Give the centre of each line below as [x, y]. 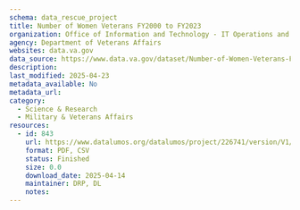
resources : [29, 126]
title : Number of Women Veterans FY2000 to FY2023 [105, 26]
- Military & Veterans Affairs [75, 117]
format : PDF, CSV [58, 150]
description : [33, 68]
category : [28, 101]
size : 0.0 [44, 167]
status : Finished [58, 159]
